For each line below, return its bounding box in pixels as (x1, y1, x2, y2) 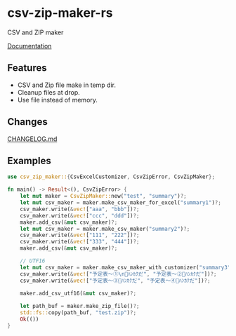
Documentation (7, 41, 52, 50)
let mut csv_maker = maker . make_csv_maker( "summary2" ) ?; (20, 225, 190, 232)
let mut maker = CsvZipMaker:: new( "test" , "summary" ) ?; (20, 193, 188, 200)
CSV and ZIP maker (7, 28, 64, 36)
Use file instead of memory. (17, 95, 98, 104)
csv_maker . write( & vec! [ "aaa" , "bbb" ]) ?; (20, 206, 140, 213)
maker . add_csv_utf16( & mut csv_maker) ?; (20, 290, 137, 297)
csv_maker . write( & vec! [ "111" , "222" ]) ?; (20, 231, 140, 239)
